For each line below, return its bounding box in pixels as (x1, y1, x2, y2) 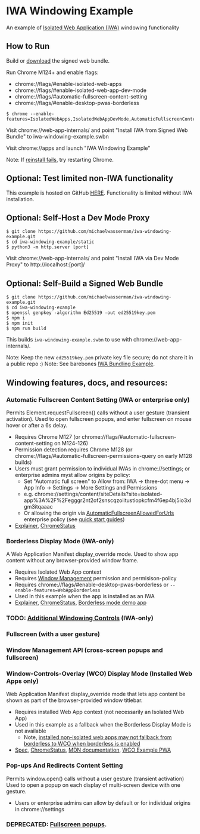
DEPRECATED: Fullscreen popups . (6, 820, 107, 829)
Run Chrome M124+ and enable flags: (6, 69, 99, 76)
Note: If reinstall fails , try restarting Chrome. (6, 156, 114, 163)
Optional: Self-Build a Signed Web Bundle (6, 278, 164, 288)
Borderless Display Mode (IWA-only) (6, 537, 114, 545)
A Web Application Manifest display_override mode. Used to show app (6, 550, 179, 558)
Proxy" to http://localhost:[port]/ (6, 261, 85, 268)
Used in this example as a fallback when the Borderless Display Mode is (14, 721, 192, 728)
